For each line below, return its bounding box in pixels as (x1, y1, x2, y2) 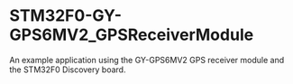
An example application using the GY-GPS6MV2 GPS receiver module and (9, 54, 285, 65)
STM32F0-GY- (9, 5, 123, 26)
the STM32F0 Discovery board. (9, 64, 126, 75)
